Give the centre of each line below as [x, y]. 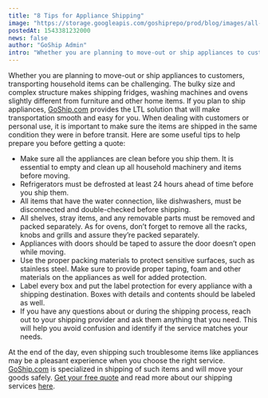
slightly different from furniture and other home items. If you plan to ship [127, 101]
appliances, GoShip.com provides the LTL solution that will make [114, 109]
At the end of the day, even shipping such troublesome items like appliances [134, 352]
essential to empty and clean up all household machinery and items [130, 167]
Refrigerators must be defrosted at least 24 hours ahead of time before [136, 184]
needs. [31, 337]
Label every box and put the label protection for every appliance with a [136, 286]
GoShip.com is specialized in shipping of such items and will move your [126, 369]
